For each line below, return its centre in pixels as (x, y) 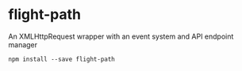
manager (23, 44)
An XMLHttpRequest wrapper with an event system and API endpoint (121, 36)
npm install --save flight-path (61, 59)
